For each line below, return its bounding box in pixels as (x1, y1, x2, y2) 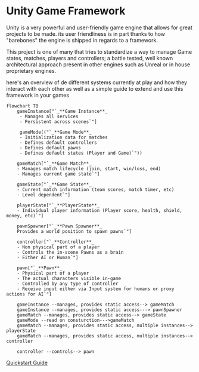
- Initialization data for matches (19, 134, 108, 140)
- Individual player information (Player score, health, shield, (17, 207, 183, 213)
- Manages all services (19, 113, 79, 119)
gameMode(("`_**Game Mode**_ (19, 129, 92, 135)
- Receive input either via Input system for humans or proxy (17, 285, 175, 292)
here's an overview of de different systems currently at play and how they (6, 79, 188, 86)
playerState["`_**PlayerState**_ (17, 202, 100, 208)
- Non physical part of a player (17, 244, 100, 250)
